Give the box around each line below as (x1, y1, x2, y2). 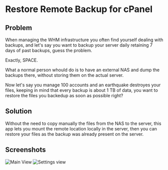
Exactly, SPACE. (5, 57, 38, 63)
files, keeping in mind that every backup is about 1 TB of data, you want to (5, 87, 158, 93)
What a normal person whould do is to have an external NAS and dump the (5, 67, 159, 73)
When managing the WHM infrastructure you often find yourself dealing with (5, 37, 163, 43)
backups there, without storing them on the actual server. (5, 72, 124, 78)
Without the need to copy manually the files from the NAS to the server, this (5, 120, 161, 126)
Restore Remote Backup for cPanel (5, 4, 153, 15)
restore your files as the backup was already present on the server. (5, 131, 144, 137)
